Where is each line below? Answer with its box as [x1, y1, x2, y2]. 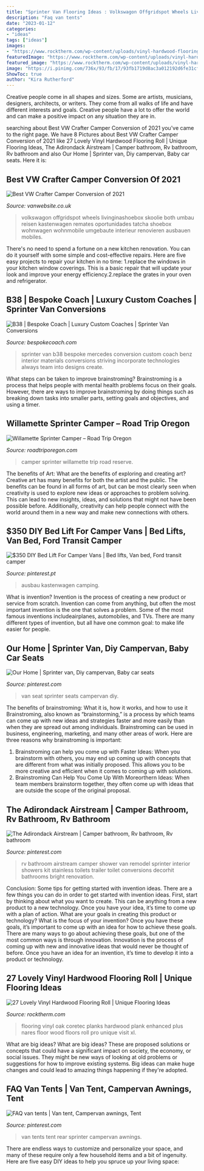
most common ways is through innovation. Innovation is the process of [6, 936, 183, 943]
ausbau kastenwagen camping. [21, 582, 100, 589]
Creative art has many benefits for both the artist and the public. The [6, 476, 178, 483]
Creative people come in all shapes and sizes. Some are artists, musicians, [6, 93, 193, 101]
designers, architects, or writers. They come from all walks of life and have [6, 100, 193, 107]
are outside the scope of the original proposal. [15, 787, 131, 794]
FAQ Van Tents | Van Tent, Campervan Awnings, [6, 1084, 192, 1095]
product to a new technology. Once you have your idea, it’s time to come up [6, 904, 195, 911]
